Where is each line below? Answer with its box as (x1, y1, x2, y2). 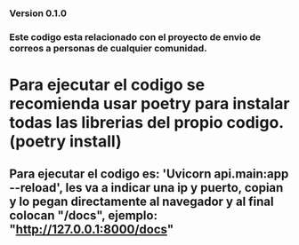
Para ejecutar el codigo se (9, 75, 206, 95)
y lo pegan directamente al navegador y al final (9, 194, 274, 209)
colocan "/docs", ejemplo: (9, 208, 158, 224)
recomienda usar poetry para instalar (9, 94, 290, 114)
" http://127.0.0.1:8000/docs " (9, 222, 174, 237)
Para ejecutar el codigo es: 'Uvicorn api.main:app (9, 167, 289, 182)
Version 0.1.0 (9, 7, 67, 20)
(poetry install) (9, 131, 122, 152)
